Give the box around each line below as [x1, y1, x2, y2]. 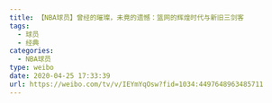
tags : [9, 21, 30, 30]
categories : [9, 47, 54, 56]
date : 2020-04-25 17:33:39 [9, 72, 111, 81]
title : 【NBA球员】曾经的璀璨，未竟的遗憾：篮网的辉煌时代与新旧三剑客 [9, 13, 245, 22]
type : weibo [9, 64, 54, 73]
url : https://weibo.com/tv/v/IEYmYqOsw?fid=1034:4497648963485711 [9, 80, 264, 89]
